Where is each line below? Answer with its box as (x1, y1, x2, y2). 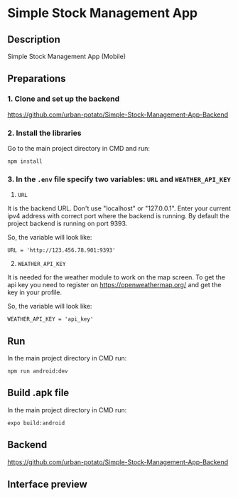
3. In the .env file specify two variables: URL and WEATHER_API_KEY (7, 174, 231, 184)
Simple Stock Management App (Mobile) (7, 52, 126, 60)
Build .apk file (7, 387, 70, 399)
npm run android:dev (7, 368, 69, 375)
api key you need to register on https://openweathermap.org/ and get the (7, 281, 222, 289)
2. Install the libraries (7, 128, 82, 138)
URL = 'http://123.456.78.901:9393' (7, 247, 116, 254)
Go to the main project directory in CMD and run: (7, 144, 151, 152)
